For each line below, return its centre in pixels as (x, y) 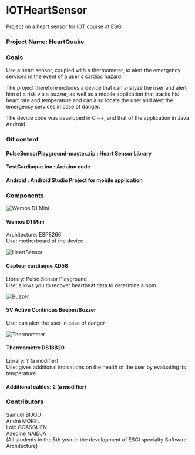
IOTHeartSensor (47, 10)
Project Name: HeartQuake (45, 42)
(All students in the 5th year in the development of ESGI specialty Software (96, 439)
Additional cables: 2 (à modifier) (46, 387)
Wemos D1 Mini (25, 221)
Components (25, 196)
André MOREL (23, 421)
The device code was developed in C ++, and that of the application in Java (98, 118)
